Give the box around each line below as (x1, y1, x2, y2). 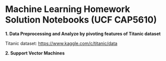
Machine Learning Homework (5, 3, 131, 15)
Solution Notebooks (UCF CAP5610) (5, 14, 157, 25)
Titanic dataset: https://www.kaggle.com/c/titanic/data (5, 40, 118, 46)
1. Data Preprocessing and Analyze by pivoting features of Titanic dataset (5, 30, 161, 36)
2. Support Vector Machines (5, 50, 65, 56)
